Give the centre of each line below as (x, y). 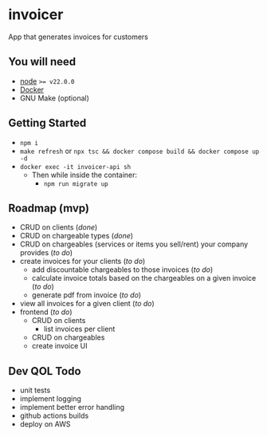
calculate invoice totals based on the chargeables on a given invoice (144, 278)
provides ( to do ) (46, 253)
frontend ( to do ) (46, 312)
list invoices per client (79, 329)
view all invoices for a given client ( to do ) (87, 304)
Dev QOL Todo (45, 371)
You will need (42, 62)
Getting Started (47, 123)
